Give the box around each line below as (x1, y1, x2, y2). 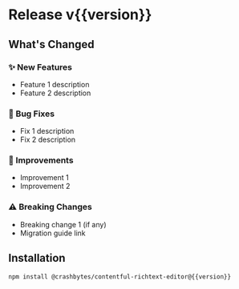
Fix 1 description (19, 126, 75, 136)
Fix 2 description (19, 134, 76, 145)
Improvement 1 (19, 173, 70, 183)
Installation (8, 251, 66, 265)
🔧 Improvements (8, 155, 74, 166)
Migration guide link (19, 228, 86, 238)
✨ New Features (8, 62, 72, 73)
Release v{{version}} (8, 6, 152, 24)
